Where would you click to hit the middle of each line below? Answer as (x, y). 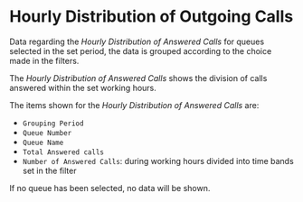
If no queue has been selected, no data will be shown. (110, 188)
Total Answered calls (63, 152)
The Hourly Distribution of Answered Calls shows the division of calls (138, 78)
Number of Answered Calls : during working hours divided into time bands (158, 161)
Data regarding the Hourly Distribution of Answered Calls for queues (137, 41)
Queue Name (43, 142)
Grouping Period (53, 124)
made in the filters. (44, 60)
